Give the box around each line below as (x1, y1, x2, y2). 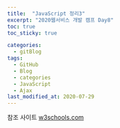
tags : (7, 55, 23, 62)
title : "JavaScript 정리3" (7, 10, 85, 17)
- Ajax (13, 87, 33, 94)
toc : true (7, 23, 36, 30)
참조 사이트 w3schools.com (7, 113, 85, 122)
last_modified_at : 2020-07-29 (7, 93, 95, 100)
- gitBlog (13, 48, 42, 55)
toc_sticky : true (7, 29, 58, 37)
